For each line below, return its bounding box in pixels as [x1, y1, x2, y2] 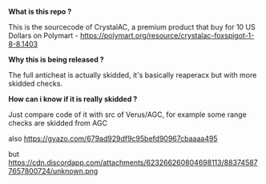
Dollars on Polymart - [8, 31, 79, 40]
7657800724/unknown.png [8, 166, 99, 175]
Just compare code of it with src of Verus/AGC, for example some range [8, 110, 247, 119]
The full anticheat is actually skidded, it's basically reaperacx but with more [8, 70, 257, 79]
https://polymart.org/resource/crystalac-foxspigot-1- [79, 31, 255, 40]
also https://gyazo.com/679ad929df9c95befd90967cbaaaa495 [8, 134, 218, 143]
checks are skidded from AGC [8, 118, 108, 127]
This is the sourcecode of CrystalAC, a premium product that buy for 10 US [8, 22, 256, 31]
